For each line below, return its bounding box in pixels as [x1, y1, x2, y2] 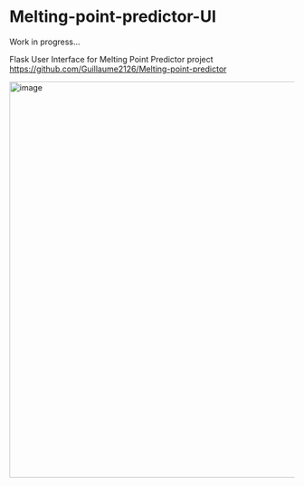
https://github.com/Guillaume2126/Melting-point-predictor [9, 63, 227, 74]
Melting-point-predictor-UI [9, 6, 217, 27]
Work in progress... [9, 36, 81, 47]
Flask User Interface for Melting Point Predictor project [9, 53, 214, 64]
